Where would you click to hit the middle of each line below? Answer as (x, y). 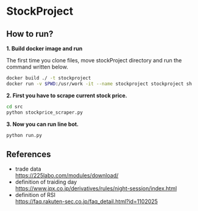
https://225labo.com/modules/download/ (67, 176)
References (29, 154)
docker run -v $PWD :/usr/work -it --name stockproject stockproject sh (99, 84)
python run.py (24, 135)
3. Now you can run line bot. (43, 124)
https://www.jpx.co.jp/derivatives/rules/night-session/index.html (96, 188)
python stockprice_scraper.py (45, 112)
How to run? (30, 34)
